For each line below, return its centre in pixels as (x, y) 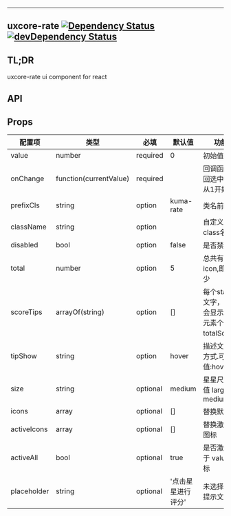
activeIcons (29, 429)
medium (183, 389)
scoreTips (26, 312)
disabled (24, 245)
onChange (27, 178)
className (29, 227)
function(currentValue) (93, 178)
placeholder (30, 491)
